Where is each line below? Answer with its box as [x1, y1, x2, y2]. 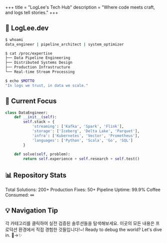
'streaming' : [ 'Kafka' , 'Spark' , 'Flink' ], [31, 124, 124, 129]
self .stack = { [23, 119, 55, 124]
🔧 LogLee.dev [5, 24, 49, 32]
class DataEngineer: [5, 110, 48, 115]
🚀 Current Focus [5, 97, 57, 105]
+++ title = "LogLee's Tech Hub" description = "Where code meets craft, [5, 4, 155, 10]
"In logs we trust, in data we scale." [5, 83, 88, 88]
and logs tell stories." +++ [5, 9, 58, 15]
